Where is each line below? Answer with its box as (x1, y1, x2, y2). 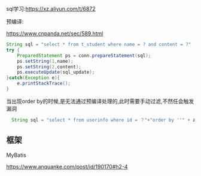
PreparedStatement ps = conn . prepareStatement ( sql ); (17, 53, 151, 59)
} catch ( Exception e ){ (6, 75, 60, 81)
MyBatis (6, 151, 27, 159)
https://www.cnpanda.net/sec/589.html (6, 30, 103, 37)
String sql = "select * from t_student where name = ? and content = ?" (6, 41, 191, 47)
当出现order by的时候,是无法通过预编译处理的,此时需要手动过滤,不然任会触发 (6, 98, 194, 105)
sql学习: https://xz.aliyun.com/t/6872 (6, 5, 96, 12)
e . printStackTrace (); (17, 80, 71, 87)
